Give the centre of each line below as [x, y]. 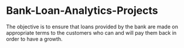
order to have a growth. [34, 39]
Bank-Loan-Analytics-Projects [82, 11]
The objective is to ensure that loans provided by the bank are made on [92, 27]
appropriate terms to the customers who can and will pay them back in [91, 32]
